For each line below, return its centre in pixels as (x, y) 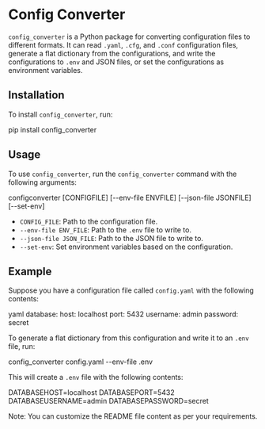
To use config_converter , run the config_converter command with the (123, 174)
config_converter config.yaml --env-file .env (80, 362)
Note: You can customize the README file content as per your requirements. (133, 416)
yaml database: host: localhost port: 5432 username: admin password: (123, 314)
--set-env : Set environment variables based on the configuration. (126, 247)
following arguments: (43, 182)
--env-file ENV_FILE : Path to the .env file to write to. (106, 230)
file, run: (22, 347)
